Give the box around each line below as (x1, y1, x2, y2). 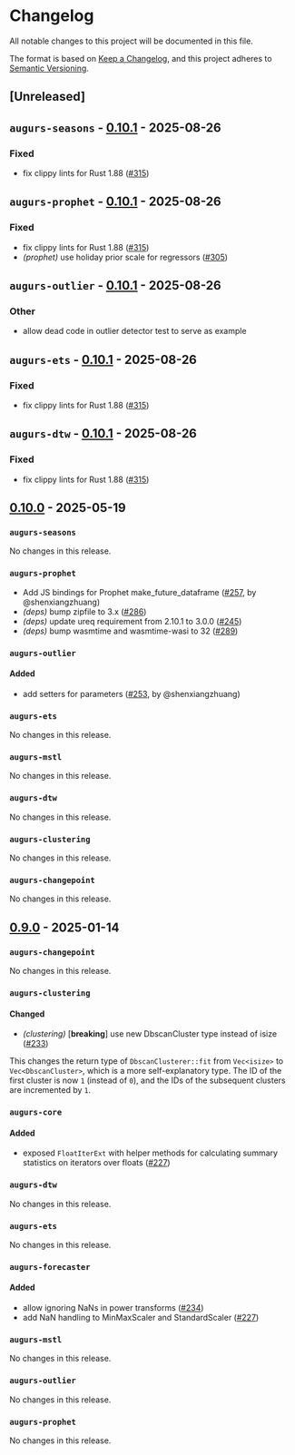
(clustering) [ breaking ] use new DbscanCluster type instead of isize (22, 1028, 278, 1039)
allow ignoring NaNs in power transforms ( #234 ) (22, 1303, 204, 1313)
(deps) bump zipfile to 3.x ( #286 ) (22, 605, 147, 617)
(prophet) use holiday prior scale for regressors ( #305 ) (22, 251, 229, 262)
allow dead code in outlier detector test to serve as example (22, 326, 247, 337)
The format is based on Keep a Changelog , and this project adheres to (9, 53, 272, 64)
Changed (9, 1008, 45, 1019)
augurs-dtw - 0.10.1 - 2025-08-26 (9, 426, 197, 441)
